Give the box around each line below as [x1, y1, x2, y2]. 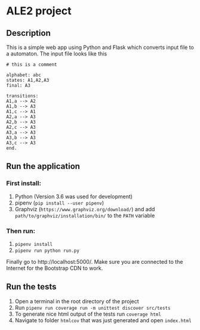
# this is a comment [6, 61, 58, 67]
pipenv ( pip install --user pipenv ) [14, 199, 104, 206]
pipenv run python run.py [14, 248, 79, 254]
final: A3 [6, 82, 31, 88]
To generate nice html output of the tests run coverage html [14, 310, 161, 317]
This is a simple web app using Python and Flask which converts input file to [6, 44, 194, 51]
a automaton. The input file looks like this [6, 50, 107, 57]
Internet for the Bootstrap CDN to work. [6, 264, 103, 272]
